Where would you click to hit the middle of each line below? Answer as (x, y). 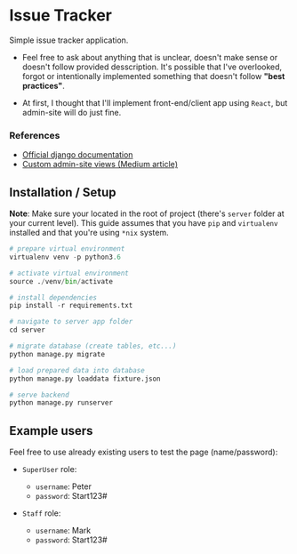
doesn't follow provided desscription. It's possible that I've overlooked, (152, 67)
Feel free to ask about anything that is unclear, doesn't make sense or (150, 57)
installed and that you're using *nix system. (89, 233)
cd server (28, 330)
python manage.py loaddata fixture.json (85, 379)
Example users (51, 431)
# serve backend (39, 395)
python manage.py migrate (57, 354)
